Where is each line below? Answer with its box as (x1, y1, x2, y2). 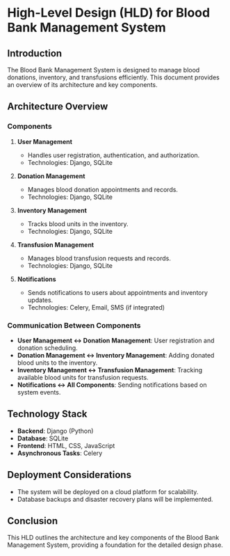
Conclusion (7, 515, 58, 527)
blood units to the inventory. (17, 358, 98, 367)
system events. (17, 388, 61, 396)
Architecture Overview (7, 101, 108, 113)
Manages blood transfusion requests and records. (27, 254, 172, 262)
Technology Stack (7, 408, 88, 420)
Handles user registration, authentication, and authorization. (27, 151, 200, 159)
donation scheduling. (17, 343, 78, 352)
